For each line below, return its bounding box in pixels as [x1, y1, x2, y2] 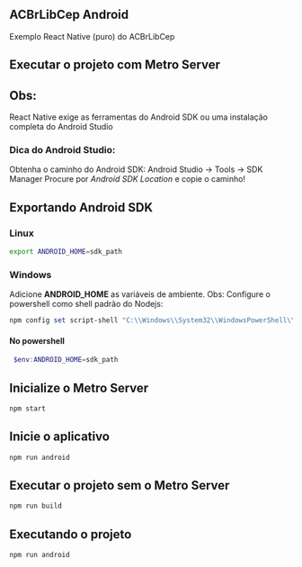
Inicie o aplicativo [9, 429, 111, 445]
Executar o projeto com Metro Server [9, 58, 220, 73]
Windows [9, 268, 52, 281]
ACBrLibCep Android [9, 7, 129, 22]
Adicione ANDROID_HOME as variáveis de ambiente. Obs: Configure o [9, 289, 271, 300]
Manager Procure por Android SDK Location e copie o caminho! [9, 174, 245, 184]
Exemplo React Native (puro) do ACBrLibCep [9, 31, 175, 41]
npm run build [9, 501, 63, 511]
